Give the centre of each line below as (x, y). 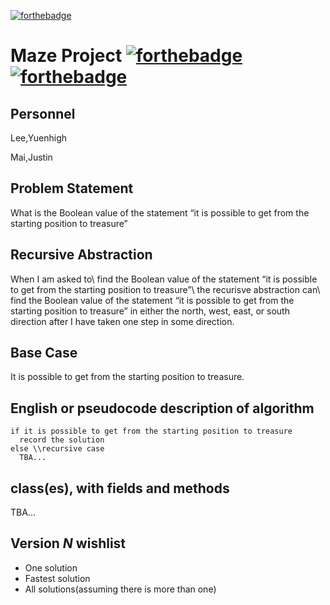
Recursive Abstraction (81, 255)
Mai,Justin (31, 157)
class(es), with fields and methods (120, 488)
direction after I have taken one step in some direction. (122, 321)
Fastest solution (57, 578)
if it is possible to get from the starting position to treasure (151, 431)
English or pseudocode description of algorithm (162, 408)
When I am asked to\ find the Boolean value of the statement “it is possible (164, 279)
